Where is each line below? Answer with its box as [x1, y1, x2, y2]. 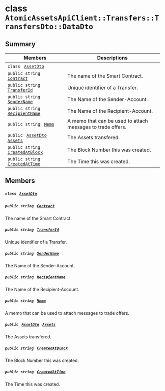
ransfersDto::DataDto [5, 22, 93, 32]
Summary [5, 40, 36, 48]
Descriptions [97, 55, 128, 61]
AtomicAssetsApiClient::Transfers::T [5, 13, 160, 23]
